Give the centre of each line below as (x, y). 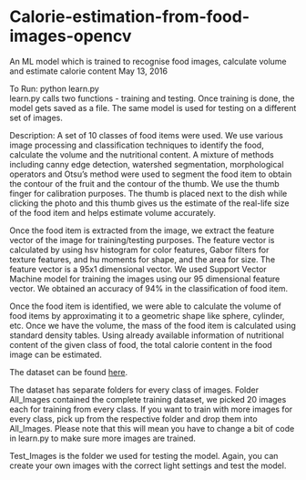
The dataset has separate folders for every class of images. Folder (134, 390)
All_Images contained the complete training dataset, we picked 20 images (148, 399)
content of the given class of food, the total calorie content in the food (141, 344)
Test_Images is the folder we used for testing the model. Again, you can (144, 455)
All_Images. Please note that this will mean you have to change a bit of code (152, 428)
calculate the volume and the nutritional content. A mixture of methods (142, 154)
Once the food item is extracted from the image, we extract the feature (142, 230)
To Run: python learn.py (55, 88)
